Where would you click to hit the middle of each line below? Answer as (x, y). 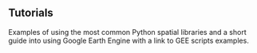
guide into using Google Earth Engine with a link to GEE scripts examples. (128, 40)
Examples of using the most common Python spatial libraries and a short (127, 32)
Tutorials (31, 13)
